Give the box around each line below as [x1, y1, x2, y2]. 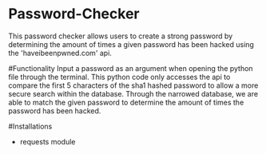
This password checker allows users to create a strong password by [8, 31, 233, 41]
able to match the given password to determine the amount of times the [8, 97, 244, 107]
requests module [19, 136, 76, 146]
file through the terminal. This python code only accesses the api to [8, 72, 231, 81]
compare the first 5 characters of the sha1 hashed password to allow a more [8, 81, 259, 90]
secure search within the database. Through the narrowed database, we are [8, 89, 258, 98]
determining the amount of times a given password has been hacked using [8, 39, 254, 49]
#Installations [8, 121, 53, 131]
